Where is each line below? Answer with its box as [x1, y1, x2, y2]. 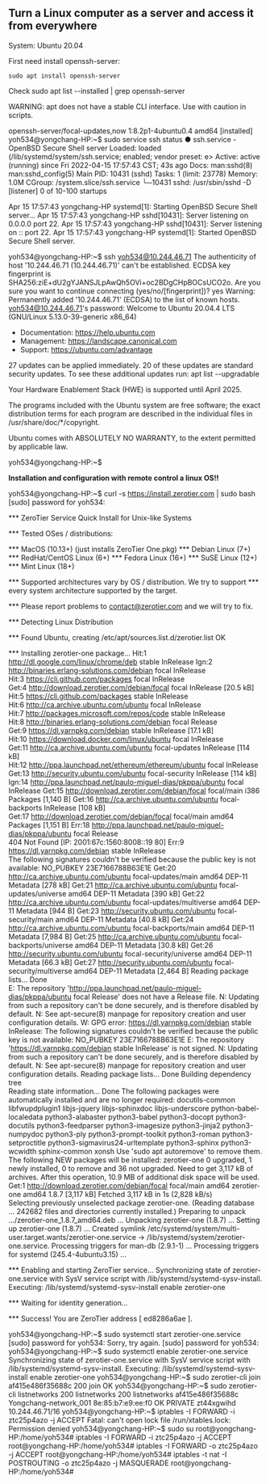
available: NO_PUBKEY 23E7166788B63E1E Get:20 [8, 862, 177, 872]
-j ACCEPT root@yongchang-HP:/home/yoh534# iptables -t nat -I [8, 1449, 227, 1459]
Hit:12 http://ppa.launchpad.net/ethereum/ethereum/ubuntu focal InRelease [8, 760, 259, 769]
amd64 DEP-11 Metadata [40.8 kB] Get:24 [55, 914, 194, 924]
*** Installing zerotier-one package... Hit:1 [8, 648, 147, 658]
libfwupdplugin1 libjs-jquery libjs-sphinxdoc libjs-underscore [8, 1103, 210, 1113]
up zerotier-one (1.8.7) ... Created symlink [8, 1224, 147, 1233]
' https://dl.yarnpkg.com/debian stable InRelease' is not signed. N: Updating [8, 1043, 259, 1053]
